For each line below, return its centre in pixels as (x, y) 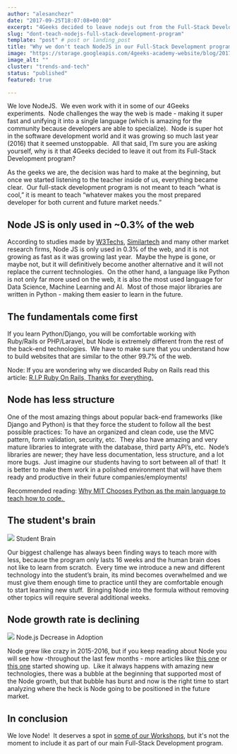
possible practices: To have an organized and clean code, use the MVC (111, 432)
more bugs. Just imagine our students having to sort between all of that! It (117, 462)
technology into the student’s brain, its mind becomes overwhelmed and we (117, 575)
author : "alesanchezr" (41, 14)
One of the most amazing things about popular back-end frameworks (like (115, 417)
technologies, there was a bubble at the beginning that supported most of (114, 674)
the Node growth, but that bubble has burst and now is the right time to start (118, 681)
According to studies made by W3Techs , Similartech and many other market (118, 242)
